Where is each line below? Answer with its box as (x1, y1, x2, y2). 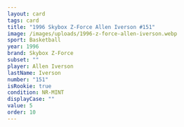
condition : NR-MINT (7, 89, 65, 96)
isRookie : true (7, 83, 52, 90)
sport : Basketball (7, 37, 61, 44)
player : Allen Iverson (7, 63, 74, 70)
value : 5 (7, 102, 33, 109)
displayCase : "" (7, 96, 55, 103)
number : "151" (7, 75, 49, 83)
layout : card (7, 10, 46, 18)
